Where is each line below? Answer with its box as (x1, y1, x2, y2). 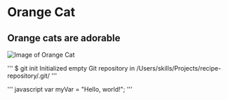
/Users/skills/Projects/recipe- (136, 64, 222, 72)
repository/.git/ (7, 71, 51, 80)
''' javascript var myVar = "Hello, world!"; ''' (7, 85, 133, 93)
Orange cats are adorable (7, 32, 121, 44)
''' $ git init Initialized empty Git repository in (7, 64, 135, 72)
